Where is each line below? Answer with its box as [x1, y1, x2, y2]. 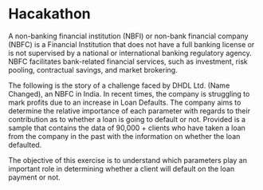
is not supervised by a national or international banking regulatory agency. [8, 48, 253, 57]
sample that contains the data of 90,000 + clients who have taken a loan [8, 123, 245, 133]
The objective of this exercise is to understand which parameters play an [8, 155, 247, 164]
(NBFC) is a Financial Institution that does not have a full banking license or [8, 39, 255, 49]
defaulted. [8, 140, 42, 149]
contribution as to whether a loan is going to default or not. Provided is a [8, 114, 245, 124]
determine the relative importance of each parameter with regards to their [8, 105, 251, 116]
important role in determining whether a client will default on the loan [8, 164, 235, 173]
